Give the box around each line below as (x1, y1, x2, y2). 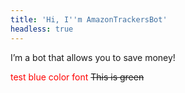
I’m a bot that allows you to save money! (10, 51, 176, 63)
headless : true (10, 24, 74, 34)
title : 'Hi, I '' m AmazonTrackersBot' (10, 14, 168, 25)
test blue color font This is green (10, 71, 145, 83)
